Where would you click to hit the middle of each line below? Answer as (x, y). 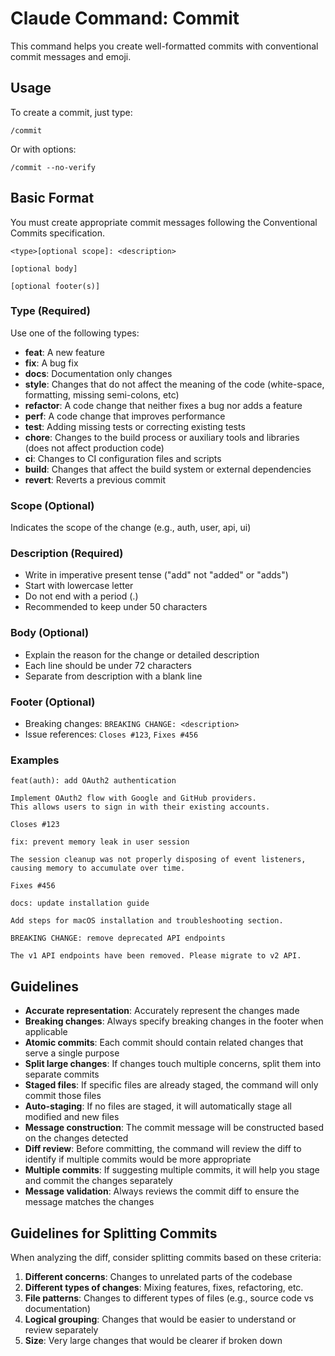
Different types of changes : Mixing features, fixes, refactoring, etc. (164, 1287)
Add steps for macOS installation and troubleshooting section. (147, 921)
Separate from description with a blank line (113, 676)
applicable (46, 1032)
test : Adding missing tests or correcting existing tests (135, 426)
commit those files (63, 1096)
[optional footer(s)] (55, 286)
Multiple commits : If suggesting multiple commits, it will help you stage (172, 1170)
